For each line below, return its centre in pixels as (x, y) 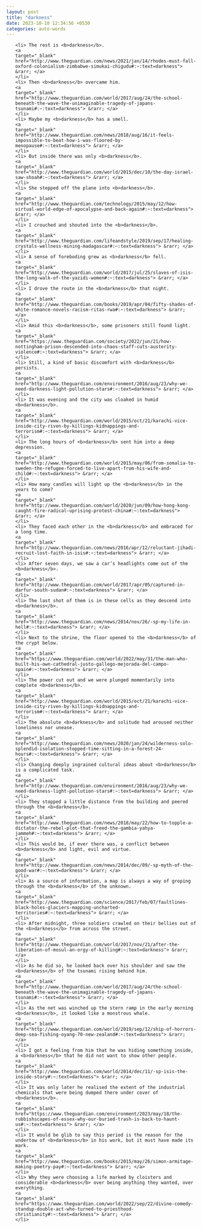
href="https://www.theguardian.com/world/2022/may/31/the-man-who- (101, 659)
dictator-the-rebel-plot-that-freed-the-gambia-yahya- (85, 828)
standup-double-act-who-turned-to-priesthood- (74, 1209)
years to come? (34, 490)
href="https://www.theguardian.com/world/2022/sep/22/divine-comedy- (104, 1204)
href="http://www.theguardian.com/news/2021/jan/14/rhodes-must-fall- (106, 61)
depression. (30, 447)
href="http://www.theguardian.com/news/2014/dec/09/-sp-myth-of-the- (104, 865)
